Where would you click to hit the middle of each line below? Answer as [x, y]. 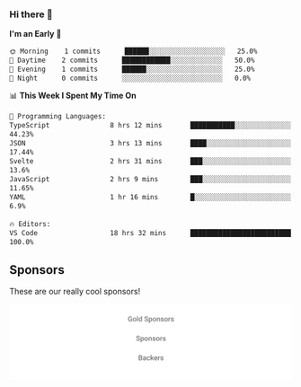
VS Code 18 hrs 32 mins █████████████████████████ [150, 233]
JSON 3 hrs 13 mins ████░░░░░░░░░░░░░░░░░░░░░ [150, 144]
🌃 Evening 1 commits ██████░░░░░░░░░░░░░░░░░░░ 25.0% [132, 70]
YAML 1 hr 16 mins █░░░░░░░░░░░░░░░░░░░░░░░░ [150, 198]
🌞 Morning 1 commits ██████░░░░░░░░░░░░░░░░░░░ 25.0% [133, 52]
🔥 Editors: [30, 224]
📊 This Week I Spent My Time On [73, 96]
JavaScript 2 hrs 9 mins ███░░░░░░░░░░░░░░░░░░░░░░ [150, 180]
